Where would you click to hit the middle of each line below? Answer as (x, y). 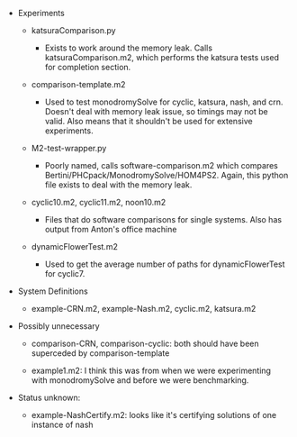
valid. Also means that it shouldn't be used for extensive (149, 121)
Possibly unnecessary (59, 326)
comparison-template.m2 (78, 84)
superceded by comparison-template (100, 353)
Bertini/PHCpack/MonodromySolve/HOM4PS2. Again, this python (166, 175)
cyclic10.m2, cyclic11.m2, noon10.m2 (99, 202)
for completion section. (88, 67)
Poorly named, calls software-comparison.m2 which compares (162, 165)
